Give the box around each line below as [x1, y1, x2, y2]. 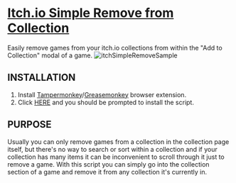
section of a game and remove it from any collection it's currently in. [7, 167, 208, 176]
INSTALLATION [7, 72, 76, 84]
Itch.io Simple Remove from [7, 5, 174, 21]
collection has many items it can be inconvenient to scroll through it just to [7, 152, 225, 161]
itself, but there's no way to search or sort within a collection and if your [7, 145, 218, 153]
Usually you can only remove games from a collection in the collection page [7, 137, 230, 146]
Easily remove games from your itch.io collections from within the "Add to [7, 43, 222, 52]
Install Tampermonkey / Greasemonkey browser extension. [17, 90, 187, 99]
